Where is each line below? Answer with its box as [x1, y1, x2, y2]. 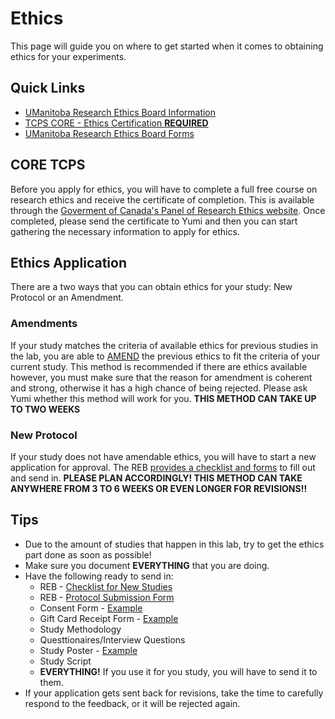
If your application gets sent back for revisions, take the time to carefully [24, 687, 324, 699]
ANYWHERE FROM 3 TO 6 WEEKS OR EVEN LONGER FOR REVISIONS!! [10, 482, 308, 494]
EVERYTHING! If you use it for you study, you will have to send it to [39, 665, 318, 677]
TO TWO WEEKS [10, 403, 81, 415]
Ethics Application [10, 254, 127, 271]
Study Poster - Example [39, 644, 138, 656]
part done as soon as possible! [24, 548, 152, 561]
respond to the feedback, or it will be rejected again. [24, 697, 241, 709]
